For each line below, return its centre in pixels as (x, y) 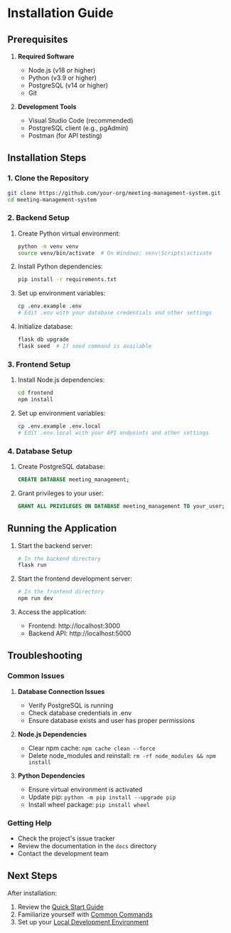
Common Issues (36, 676)
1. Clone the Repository (48, 178)
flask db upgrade (43, 339)
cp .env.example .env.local (59, 426)
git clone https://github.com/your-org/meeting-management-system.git (114, 193)
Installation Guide (60, 13)
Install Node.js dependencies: (61, 380)
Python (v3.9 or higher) (63, 78)
